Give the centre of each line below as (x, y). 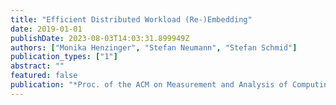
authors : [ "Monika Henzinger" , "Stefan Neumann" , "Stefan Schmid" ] (154, 47)
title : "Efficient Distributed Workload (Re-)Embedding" (131, 19)
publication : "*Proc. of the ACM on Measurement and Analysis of (149, 85)
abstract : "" (37, 66)
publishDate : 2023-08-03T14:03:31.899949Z (100, 38)
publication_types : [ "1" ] (64, 57)
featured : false (44, 76)
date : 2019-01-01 (46, 29)
